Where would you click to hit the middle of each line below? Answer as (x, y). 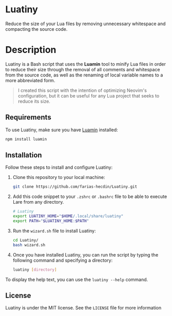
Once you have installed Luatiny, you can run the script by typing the (85, 254)
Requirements (28, 117)
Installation (24, 155)
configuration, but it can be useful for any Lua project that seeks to (89, 95)
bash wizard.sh (29, 245)
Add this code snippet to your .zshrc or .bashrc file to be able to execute (90, 196)
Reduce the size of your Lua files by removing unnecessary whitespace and (85, 24)
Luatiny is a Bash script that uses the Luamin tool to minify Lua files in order (85, 64)
